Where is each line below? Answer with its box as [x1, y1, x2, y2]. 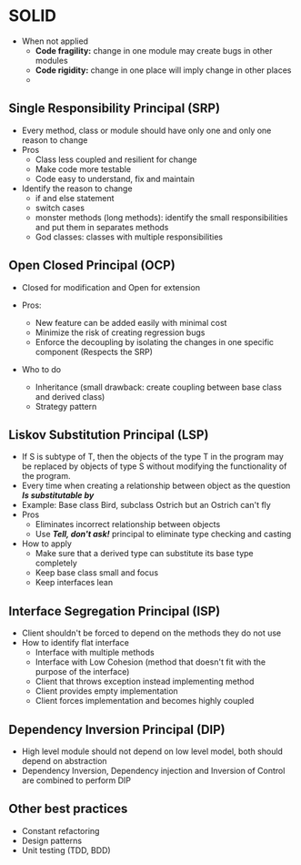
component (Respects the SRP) [35, 346, 154, 357]
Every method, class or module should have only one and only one [21, 125, 272, 136]
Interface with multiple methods [35, 647, 156, 658]
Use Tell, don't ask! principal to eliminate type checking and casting [35, 529, 292, 540]
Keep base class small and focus [35, 567, 159, 578]
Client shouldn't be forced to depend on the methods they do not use [21, 627, 282, 638]
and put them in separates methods [35, 221, 169, 232]
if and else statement [35, 192, 115, 203]
